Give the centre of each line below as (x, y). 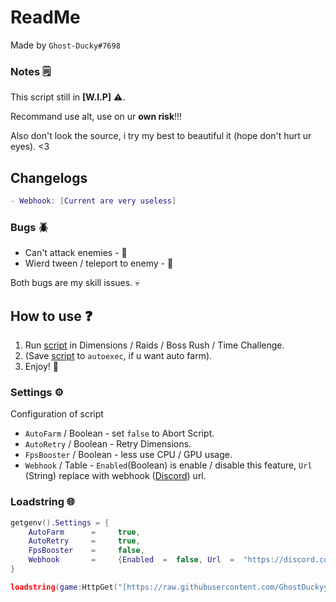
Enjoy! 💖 (42, 367)
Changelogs (49, 177)
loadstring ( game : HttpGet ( (64, 587)
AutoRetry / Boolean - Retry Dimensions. (108, 444)
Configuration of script (57, 414)
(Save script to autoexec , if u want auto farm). (118, 356)
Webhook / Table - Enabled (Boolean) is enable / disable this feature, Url (168, 465)
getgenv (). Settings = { (60, 522)
